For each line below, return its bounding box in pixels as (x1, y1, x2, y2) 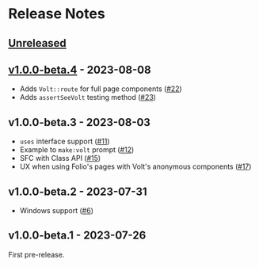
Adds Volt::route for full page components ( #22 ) (19, 84, 182, 93)
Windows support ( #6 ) (19, 206, 93, 216)
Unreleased (8, 36, 67, 50)
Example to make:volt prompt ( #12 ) (19, 145, 135, 154)
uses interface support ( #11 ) (19, 136, 110, 147)
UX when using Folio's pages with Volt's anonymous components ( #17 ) (19, 162, 252, 171)
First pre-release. (8, 250, 65, 259)
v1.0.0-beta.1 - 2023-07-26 (8, 229, 147, 242)
